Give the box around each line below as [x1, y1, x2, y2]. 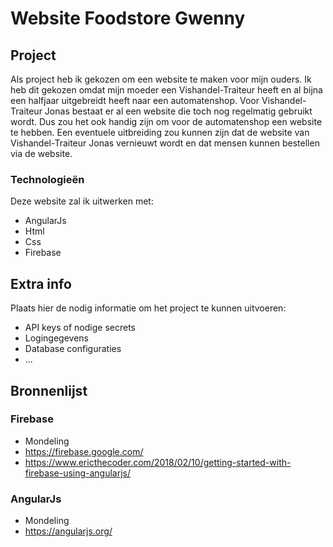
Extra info [10, 275, 72, 292]
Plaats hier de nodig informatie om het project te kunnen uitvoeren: [10, 302, 287, 314]
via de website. [10, 148, 73, 159]
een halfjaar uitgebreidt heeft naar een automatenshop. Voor [10, 95, 260, 106]
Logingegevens [24, 332, 89, 344]
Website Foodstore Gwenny [10, 7, 246, 30]
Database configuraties [24, 343, 122, 355]
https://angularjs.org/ [24, 525, 113, 537]
